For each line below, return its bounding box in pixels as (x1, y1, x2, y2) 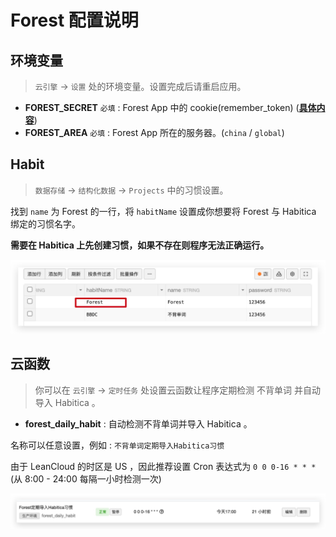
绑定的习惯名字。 (10, 217, 81, 230)
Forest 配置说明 (10, 9, 139, 32)
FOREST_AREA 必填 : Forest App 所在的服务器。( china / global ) (24, 127, 285, 138)
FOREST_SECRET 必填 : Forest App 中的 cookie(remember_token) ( (24, 102, 300, 113)
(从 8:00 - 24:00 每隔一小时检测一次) (10, 472, 162, 485)
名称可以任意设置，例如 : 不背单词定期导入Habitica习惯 (10, 439, 225, 451)
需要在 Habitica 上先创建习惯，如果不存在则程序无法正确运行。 (10, 239, 270, 251)
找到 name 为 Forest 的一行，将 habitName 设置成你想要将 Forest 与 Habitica (10, 205, 317, 217)
